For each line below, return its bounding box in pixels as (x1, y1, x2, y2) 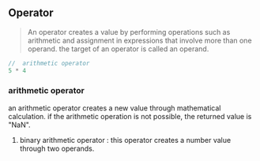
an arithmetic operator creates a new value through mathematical (8, 103, 221, 113)
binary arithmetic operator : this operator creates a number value (19, 135, 232, 144)
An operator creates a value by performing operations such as (27, 27, 231, 36)
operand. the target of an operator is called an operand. (27, 43, 209, 54)
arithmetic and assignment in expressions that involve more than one (27, 36, 252, 45)
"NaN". (8, 120, 31, 129)
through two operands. (19, 144, 95, 153)
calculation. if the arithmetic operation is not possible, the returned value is (8, 111, 252, 121)
